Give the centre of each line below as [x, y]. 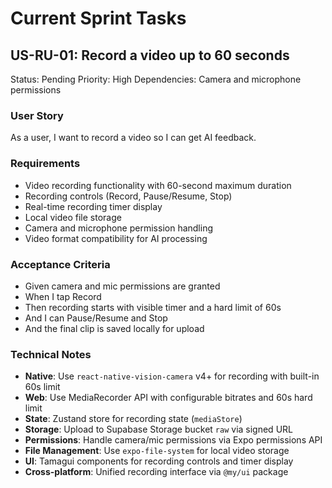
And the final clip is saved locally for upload [114, 328]
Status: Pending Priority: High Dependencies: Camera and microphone [156, 79]
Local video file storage [73, 217]
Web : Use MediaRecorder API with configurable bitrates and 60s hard [168, 398]
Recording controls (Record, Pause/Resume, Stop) [128, 196]
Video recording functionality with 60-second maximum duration [158, 185]
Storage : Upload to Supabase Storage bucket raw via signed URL [158, 429]
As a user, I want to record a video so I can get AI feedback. [133, 138]
